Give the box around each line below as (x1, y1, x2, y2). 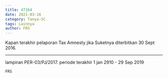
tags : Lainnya (5, 21, 35, 26)
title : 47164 (5, 7, 32, 12)
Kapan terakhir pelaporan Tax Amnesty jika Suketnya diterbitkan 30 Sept (5, 39, 155, 45)
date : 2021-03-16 (5, 12, 41, 17)
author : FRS (5, 26, 30, 31)
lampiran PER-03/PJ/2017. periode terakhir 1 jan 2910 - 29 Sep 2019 (5, 59, 144, 65)
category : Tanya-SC (5, 16, 46, 21)
